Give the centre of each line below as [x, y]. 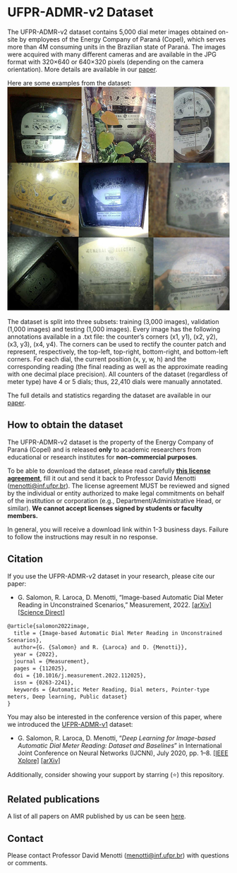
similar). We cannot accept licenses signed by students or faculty [105, 508]
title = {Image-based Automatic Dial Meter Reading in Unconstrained [118, 633]
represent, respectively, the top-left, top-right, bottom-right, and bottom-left [118, 351]
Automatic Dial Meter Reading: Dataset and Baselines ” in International [120, 745]
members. [23, 515]
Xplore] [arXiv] [39, 760]
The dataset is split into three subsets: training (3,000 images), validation [113, 321]
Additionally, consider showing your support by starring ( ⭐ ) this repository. [116, 774]
